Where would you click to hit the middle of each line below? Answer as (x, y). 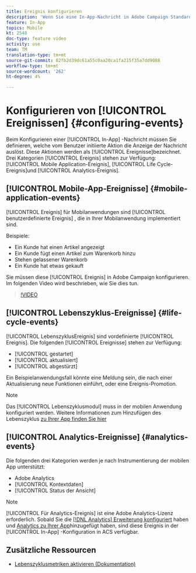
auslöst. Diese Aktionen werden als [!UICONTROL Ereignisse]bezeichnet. (94, 152)
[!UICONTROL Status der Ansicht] (55, 490)
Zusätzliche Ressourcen (51, 550)
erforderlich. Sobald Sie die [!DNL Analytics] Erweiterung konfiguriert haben (97, 519)
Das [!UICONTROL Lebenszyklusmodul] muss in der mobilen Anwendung (94, 406)
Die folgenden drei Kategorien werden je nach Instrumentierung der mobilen (98, 460)
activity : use (23, 44)
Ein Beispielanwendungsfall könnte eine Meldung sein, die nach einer (89, 377)
